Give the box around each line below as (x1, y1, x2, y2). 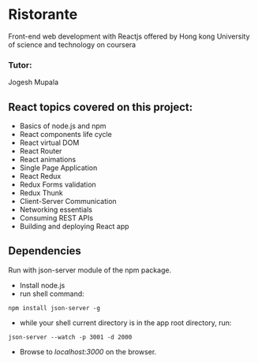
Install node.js (19, 280, 65, 290)
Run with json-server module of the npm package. (8, 265, 172, 275)
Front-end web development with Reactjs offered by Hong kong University (8, 31, 250, 41)
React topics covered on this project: (8, 100, 193, 113)
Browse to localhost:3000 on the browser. (19, 346, 157, 356)
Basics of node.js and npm (19, 121, 107, 131)
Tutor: (8, 59, 32, 70)
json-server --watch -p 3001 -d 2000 (8, 333, 133, 341)
